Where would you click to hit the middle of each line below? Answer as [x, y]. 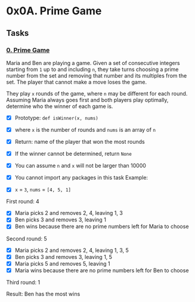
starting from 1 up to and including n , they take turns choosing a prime [92, 69]
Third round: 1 [23, 282]
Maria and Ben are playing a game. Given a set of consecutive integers [93, 63]
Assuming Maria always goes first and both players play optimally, [87, 100]
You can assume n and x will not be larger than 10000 [80, 166]
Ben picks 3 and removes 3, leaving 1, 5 [63, 257]
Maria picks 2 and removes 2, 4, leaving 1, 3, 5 [72, 250]
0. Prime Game [28, 50]
